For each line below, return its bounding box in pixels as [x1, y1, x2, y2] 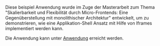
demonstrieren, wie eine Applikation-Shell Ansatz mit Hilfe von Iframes [5, 20, 152, 26]
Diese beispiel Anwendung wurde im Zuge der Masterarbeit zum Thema [5, 4, 155, 10]
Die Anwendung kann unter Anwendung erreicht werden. [5, 35, 124, 41]
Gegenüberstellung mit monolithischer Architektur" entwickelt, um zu [5, 15, 149, 20]
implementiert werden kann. [5, 25, 64, 31]
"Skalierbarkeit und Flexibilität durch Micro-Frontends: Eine [5, 9, 128, 15]
